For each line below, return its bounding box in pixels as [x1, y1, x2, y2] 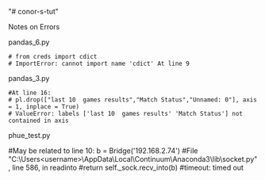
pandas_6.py [8, 37, 50, 47]
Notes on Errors [8, 22, 60, 31]
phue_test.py [8, 131, 51, 140]
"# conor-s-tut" [8, 7, 60, 16]
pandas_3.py [8, 74, 50, 82]
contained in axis [8, 117, 69, 124]
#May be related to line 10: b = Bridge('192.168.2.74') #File [8, 146, 198, 155]
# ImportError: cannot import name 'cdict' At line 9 [8, 59, 190, 67]
